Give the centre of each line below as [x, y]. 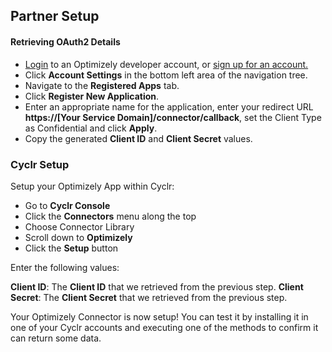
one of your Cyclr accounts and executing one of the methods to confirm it [164, 327]
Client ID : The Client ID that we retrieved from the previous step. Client [157, 286]
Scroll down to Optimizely [78, 237]
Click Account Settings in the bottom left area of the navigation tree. [166, 75]
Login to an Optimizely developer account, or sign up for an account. [166, 64]
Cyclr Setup [40, 164]
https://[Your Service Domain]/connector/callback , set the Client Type [173, 117]
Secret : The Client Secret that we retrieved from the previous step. [149, 297]
